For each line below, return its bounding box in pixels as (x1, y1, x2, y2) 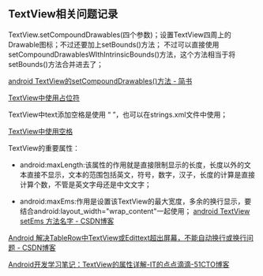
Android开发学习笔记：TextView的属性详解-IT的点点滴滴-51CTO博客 (8, 259, 230, 269)
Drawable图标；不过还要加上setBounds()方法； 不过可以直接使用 (8, 39, 220, 49)
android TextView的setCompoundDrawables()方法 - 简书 (8, 76, 193, 85)
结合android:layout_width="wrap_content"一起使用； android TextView (19, 206, 250, 215)
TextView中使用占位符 (8, 93, 81, 103)
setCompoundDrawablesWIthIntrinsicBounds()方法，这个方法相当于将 (8, 50, 236, 59)
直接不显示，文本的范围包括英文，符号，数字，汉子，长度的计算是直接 (26, 170, 255, 179)
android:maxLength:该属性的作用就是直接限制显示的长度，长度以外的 (19, 160, 245, 170)
